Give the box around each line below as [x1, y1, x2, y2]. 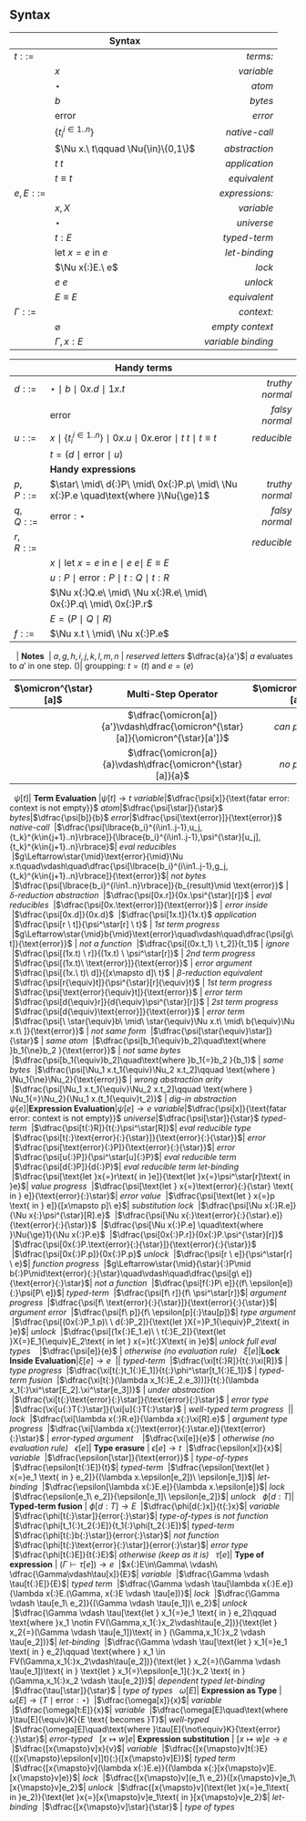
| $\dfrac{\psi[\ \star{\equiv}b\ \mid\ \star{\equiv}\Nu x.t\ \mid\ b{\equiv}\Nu [11, 1015, 295, 1026]
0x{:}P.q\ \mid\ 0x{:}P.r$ [49, 597, 153, 610]
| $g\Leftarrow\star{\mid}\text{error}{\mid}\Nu [11, 851, 184, 862]
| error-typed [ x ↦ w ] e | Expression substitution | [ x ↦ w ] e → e [44, 1733, 289, 1744]
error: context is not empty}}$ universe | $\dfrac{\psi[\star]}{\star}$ [9, 1113, 260, 1124]
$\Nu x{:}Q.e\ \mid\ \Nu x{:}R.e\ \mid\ [49, 586, 208, 599]
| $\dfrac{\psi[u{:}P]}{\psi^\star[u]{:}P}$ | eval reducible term [11, 1151, 237, 1162]
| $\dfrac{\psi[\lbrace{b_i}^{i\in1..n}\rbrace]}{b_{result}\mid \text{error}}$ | [11, 880, 289, 891]
